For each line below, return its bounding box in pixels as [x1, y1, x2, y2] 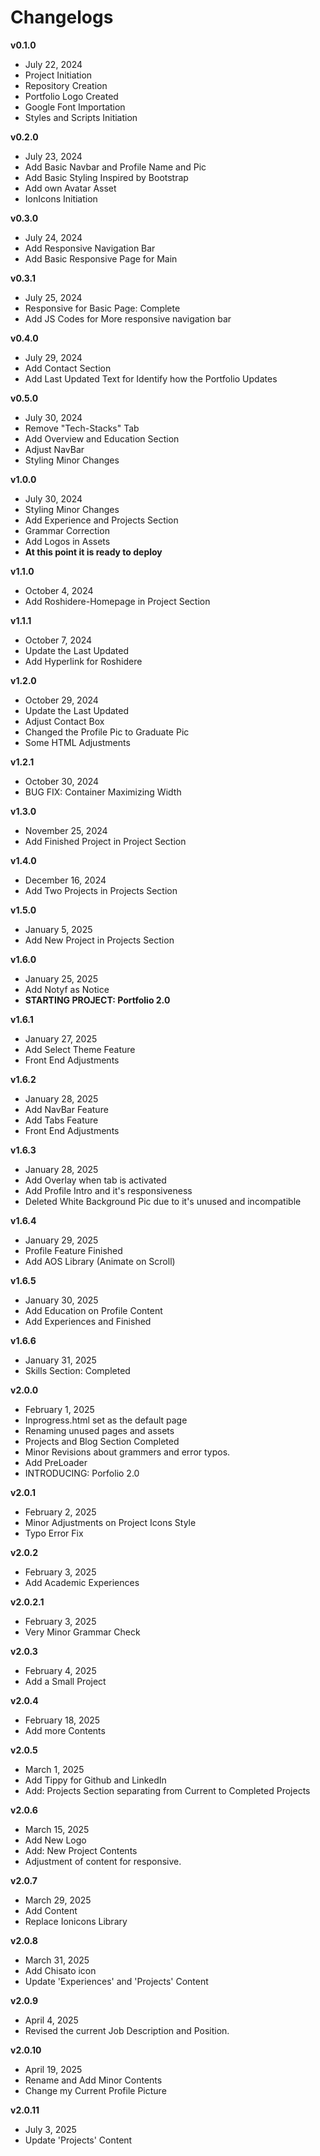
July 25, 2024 [24, 291, 83, 303]
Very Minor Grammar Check [24, 1626, 141, 1638]
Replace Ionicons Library [24, 1915, 128, 1927]
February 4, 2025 [24, 1664, 97, 1676]
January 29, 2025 [24, 1234, 99, 1246]
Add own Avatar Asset [24, 182, 117, 194]
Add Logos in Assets [24, 535, 111, 547]
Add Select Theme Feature [24, 1043, 136, 1055]
